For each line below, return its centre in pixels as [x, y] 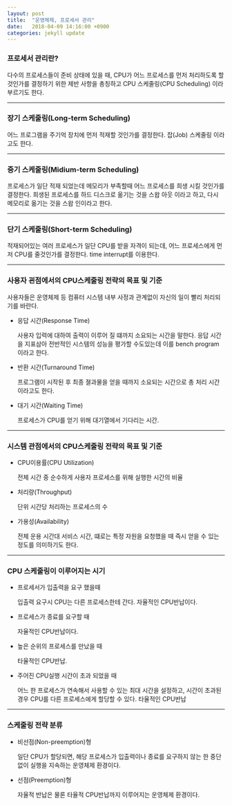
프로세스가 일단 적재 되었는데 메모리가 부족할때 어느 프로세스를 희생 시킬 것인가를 [116, 186]
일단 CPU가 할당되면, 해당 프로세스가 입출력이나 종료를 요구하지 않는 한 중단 [119, 757]
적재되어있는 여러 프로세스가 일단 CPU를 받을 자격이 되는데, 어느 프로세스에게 [111, 246]
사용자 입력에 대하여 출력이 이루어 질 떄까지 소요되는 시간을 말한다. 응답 [113, 335]
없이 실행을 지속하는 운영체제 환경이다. [69, 765]
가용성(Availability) [43, 522]
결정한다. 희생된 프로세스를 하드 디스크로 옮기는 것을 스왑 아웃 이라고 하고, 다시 [113, 195]
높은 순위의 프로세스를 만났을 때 [59, 646]
